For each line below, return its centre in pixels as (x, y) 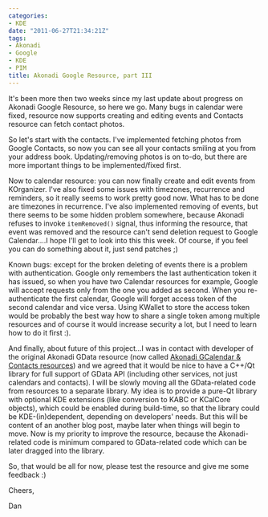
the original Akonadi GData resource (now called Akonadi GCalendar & (125, 356)
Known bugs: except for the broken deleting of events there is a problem (128, 264)
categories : (28, 16)
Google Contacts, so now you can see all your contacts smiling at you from (132, 148)
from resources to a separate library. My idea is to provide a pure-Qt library (133, 391)
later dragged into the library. (57, 450)
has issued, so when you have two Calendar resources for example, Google (133, 281)
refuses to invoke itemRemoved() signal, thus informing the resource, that (128, 223)
